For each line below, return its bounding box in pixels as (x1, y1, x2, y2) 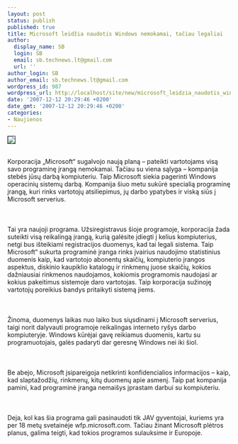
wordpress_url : (7, 89, 52, 96)
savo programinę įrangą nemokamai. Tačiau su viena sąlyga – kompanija (7, 165, 218, 173)
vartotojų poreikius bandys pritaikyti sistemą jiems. (7, 285, 156, 294)
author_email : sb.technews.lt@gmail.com (7, 76, 129, 84)
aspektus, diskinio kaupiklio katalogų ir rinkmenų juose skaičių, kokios (7, 262, 211, 271)
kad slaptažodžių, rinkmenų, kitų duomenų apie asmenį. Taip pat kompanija (7, 375, 227, 384)
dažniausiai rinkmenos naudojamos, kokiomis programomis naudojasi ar (7, 270, 217, 279)
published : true (7, 23, 55, 30)
